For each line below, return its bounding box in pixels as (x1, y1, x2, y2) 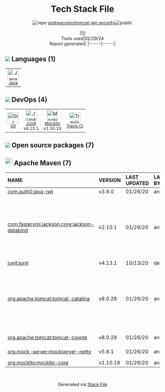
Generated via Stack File (57, 381, 108, 387)
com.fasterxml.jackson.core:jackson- (7, 221, 94, 228)
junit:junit (7, 260, 29, 266)
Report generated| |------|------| (49, 40, 116, 46)
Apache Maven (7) (14, 159, 72, 167)
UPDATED (125, 180, 149, 187)
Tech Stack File (51, 3, 114, 15)
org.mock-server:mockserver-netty (7, 348, 92, 355)
